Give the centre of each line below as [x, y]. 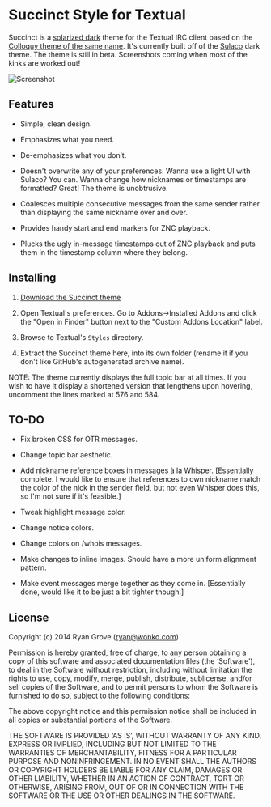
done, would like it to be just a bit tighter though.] [102, 592]
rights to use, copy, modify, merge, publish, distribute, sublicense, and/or [130, 678]
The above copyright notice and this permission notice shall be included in [132, 711]
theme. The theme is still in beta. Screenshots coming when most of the [128, 54]
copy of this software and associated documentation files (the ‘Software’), [132, 661]
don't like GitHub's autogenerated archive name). [102, 361]
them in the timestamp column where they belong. [104, 252]
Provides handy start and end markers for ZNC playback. [115, 227]
